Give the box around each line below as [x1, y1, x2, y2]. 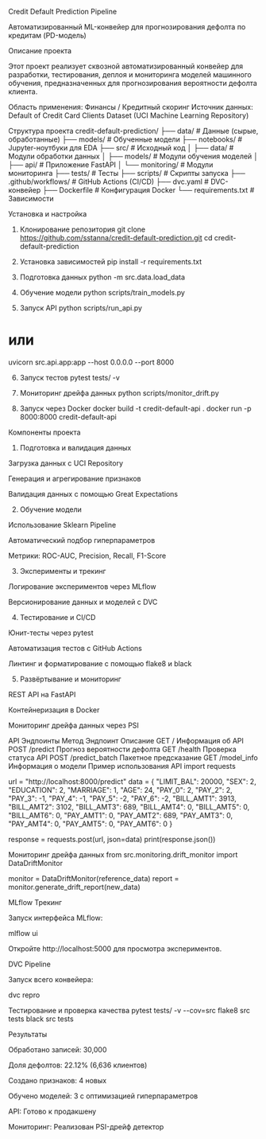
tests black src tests [8, 1014, 74, 1024]
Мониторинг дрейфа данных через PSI [8, 720, 139, 730]
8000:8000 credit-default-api [19, 412, 117, 421]
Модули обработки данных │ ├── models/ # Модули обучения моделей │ [8, 151, 259, 161]
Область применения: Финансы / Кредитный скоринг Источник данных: [8, 103, 253, 111]
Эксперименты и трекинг [19, 566, 106, 575]
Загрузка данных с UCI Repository [8, 458, 124, 468]
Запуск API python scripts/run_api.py [19, 303, 143, 313]
